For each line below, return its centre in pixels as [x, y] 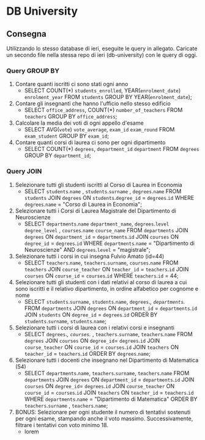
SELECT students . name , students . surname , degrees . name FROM [103, 191]
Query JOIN [24, 171]
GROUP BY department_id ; [58, 156]
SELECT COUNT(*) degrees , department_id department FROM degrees [112, 149]
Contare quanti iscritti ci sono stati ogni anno [72, 84]
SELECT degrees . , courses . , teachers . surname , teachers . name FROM [108, 334]
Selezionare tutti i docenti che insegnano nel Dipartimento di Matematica [107, 360]
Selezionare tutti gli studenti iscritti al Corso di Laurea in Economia [99, 185]
